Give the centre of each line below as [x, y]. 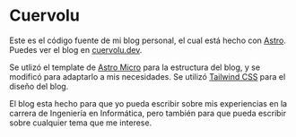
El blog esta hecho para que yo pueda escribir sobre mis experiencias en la [148, 103]
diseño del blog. [39, 86]
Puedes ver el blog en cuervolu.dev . [76, 49]
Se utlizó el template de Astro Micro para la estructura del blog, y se [135, 67]
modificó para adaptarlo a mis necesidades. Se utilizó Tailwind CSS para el [148, 76]
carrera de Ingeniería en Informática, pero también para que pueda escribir [148, 113]
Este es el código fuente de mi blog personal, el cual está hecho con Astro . [148, 40]
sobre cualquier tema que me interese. [81, 123]
